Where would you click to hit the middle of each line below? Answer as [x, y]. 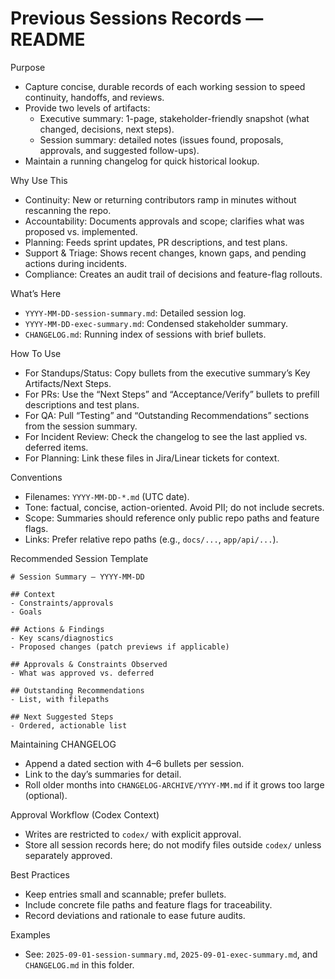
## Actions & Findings [57, 629]
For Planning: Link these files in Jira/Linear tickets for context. [152, 458]
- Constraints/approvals [62, 603]
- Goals [26, 612]
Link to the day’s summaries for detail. [103, 774]
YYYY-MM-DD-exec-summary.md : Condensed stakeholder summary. [156, 323]
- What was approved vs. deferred [82, 673]
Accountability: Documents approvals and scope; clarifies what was [164, 221]
